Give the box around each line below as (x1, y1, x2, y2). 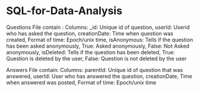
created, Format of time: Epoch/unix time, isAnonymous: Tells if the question (6, 36, 194, 43)
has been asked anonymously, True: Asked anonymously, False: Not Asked (6, 42, 190, 50)
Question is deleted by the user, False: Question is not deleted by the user (6, 55, 187, 62)
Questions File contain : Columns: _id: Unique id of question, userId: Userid (6, 24, 190, 31)
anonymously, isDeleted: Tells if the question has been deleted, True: (6, 48, 175, 55)
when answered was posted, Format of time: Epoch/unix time (6, 78, 156, 86)
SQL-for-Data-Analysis (6, 4, 123, 18)
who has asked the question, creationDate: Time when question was (6, 29, 173, 37)
